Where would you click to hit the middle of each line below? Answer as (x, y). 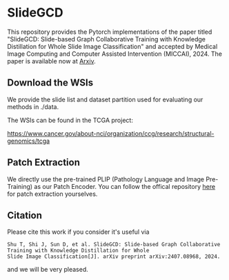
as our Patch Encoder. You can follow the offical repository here (125, 186)
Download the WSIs (50, 83)
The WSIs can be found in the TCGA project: (70, 120)
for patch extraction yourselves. (52, 194)
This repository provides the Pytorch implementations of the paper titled (110, 32)
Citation (25, 215)
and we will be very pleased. (48, 270)
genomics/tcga (29, 141)
